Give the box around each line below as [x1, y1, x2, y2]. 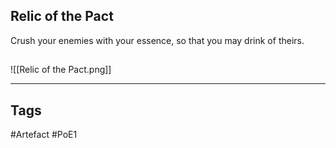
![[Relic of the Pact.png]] [10, 64, 112, 76]
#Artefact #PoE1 [10, 129, 78, 141]
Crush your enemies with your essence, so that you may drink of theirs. [10, 34, 305, 46]
